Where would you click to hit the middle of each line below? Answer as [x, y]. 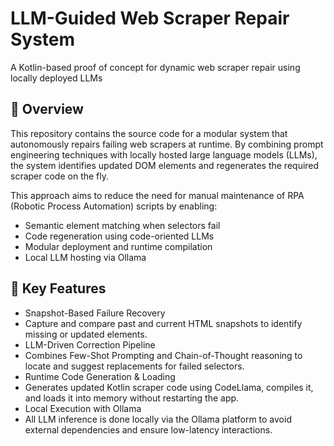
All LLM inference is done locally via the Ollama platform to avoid [158, 419]
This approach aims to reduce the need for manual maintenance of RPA [157, 195]
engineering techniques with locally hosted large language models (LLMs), [164, 154]
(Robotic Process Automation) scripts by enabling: [114, 206]
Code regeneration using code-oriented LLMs [119, 236]
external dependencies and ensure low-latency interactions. [148, 429]
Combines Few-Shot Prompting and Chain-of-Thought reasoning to [163, 355]
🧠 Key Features [58, 288]
